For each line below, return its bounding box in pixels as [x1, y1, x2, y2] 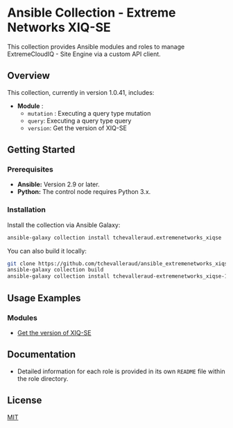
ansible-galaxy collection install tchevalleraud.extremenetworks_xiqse [7, 234, 222, 241]
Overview [7, 70, 51, 82]
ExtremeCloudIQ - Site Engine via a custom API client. [7, 50, 161, 58]
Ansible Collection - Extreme [7, 5, 176, 21]
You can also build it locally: [7, 247, 87, 255]
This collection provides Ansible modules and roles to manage [7, 42, 185, 51]
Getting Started [7, 144, 76, 156]
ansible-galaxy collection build [7, 267, 104, 274]
